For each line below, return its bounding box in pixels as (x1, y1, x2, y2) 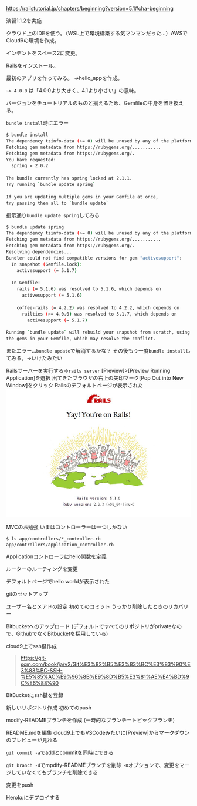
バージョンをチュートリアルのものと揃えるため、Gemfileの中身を (6, 99, 164, 107)
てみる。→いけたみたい (6, 354, 63, 361)
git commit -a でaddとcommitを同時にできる (6, 749, 114, 756)
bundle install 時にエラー (6, 120, 69, 126)
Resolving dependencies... (6, 249, 72, 255)
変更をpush (6, 781, 34, 788)
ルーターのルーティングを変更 (6, 565, 78, 573)
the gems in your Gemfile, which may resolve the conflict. (6, 336, 157, 342)
